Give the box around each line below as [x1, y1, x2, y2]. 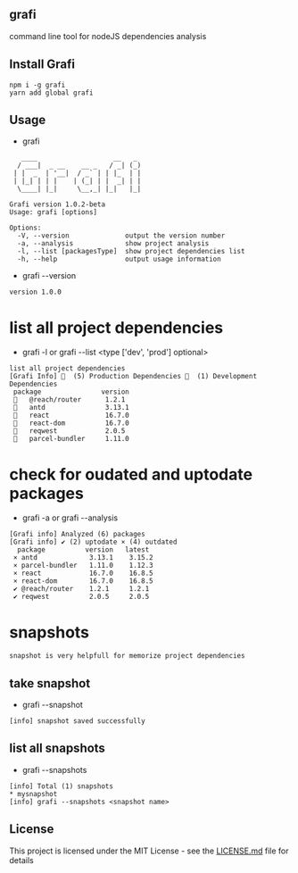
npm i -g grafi [9, 80, 66, 89]
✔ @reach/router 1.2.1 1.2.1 [12, 585, 150, 594]
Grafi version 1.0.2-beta [9, 200, 105, 209]
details [9, 854, 34, 865]
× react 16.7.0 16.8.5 [12, 569, 153, 578]
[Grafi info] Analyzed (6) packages [9, 530, 145, 539]
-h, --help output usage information [17, 254, 221, 264]
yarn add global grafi [9, 88, 94, 97]
